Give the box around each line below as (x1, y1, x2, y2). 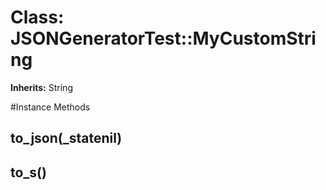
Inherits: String (10, 81, 73, 93)
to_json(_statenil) (10, 130, 123, 147)
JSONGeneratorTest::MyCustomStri (10, 27, 317, 50)
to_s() (10, 164, 47, 181)
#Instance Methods (10, 101, 91, 113)
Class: (10, 6, 65, 29)
